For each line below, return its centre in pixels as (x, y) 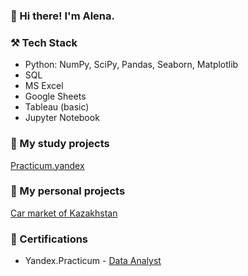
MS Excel (44, 86)
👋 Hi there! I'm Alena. (62, 16)
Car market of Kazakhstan (64, 213)
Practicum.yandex (47, 165)
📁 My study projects (60, 144)
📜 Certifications (49, 239)
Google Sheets (55, 96)
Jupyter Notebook (62, 118)
